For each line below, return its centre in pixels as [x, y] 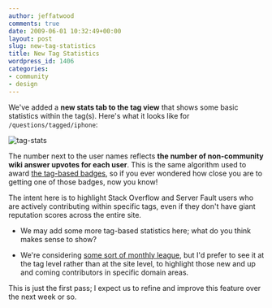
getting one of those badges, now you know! [83, 182]
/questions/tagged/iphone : [53, 124]
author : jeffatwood [41, 16]
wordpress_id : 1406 [41, 62]
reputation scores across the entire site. [75, 215]
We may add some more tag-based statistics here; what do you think [136, 230]
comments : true [34, 24]
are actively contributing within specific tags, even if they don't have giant [132, 206]
